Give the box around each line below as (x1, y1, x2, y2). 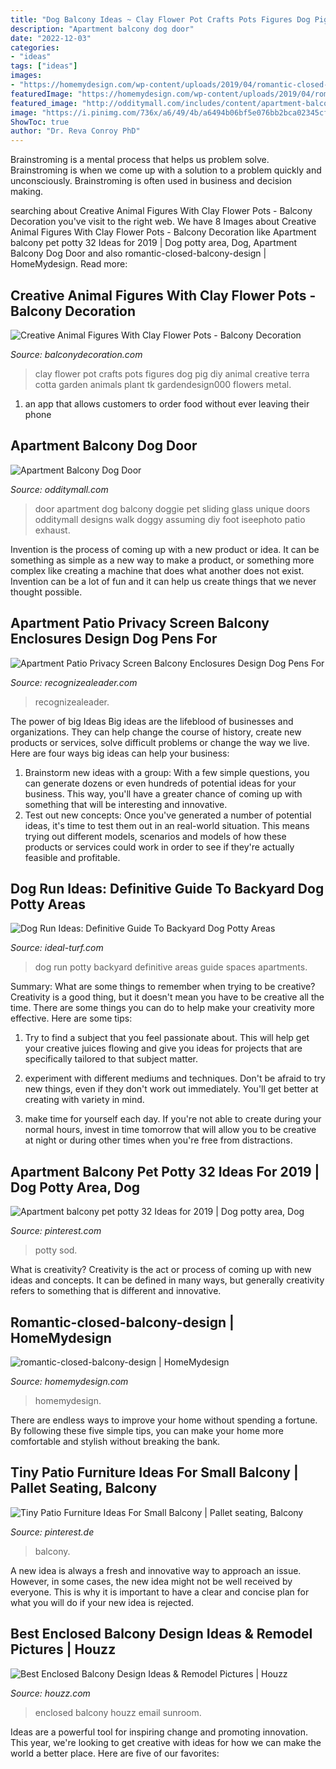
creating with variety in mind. (24, 1094, 145, 1106)
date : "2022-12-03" (10, 33, 92, 43)
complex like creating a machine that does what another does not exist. (10, 564, 305, 576)
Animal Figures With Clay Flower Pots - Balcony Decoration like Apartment (10, 226, 317, 238)
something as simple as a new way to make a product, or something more (10, 554, 315, 566)
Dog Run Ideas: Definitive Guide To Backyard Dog (10, 880, 325, 897)
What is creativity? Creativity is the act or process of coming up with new (10, 1264, 312, 1276)
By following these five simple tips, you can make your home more (10, 1425, 284, 1436)
